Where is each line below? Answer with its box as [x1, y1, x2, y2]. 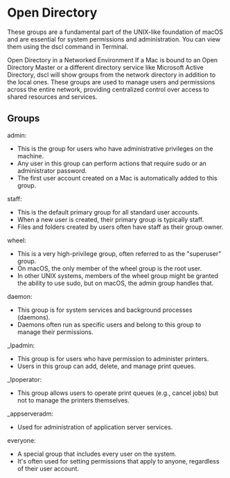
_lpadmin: [7, 341, 35, 349]
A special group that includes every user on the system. [17, 450, 177, 458]
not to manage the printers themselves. [17, 396, 130, 404]
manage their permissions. [17, 327, 94, 336]
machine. [17, 151, 44, 160]
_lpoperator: [7, 375, 42, 383]
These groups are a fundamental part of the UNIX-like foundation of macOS [7, 28, 224, 36]
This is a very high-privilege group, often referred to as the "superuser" [17, 249, 222, 257]
